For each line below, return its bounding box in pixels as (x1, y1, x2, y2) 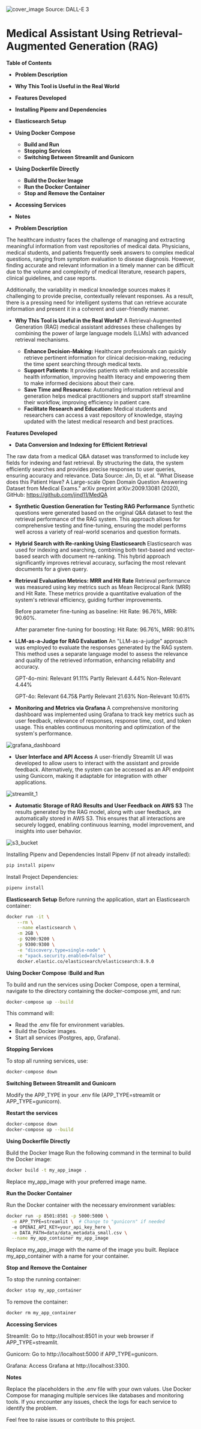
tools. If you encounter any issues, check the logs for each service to (6, 1398, 177, 1406)
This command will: (6, 1010, 55, 1017)
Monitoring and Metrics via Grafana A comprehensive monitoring (14, 704, 179, 711)
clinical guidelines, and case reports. (6, 274, 97, 282)
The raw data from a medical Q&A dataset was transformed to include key (6, 452, 189, 460)
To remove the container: (6, 1298, 68, 1306)
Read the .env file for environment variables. (14, 1021, 125, 1028)
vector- (176, 546, 195, 553)
